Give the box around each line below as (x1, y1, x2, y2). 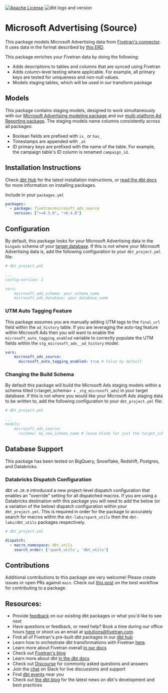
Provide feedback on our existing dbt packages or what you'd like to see (12, 613, 162, 619)
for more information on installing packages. (5, 182, 96, 188)
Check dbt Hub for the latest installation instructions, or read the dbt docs (5, 177, 157, 183)
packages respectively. (37, 519, 86, 525)
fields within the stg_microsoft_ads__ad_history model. (5, 340, 119, 346)
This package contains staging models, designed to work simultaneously (5, 107, 155, 113)
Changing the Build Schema (5, 371, 74, 378)
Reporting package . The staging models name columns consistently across (5, 118, 160, 124)
